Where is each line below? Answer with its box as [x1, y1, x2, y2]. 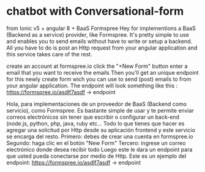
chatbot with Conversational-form [6, 4, 184, 18]
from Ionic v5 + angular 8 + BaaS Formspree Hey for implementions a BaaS [6, 24, 196, 32]
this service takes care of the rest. [6, 50, 93, 58]
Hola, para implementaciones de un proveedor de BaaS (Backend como [6, 100, 187, 108]
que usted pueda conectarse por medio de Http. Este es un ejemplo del [6, 152, 187, 160]
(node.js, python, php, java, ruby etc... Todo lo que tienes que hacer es [6, 119, 185, 127]
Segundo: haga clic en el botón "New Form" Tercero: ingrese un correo [6, 139, 186, 146]
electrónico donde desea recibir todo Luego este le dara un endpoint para [6, 146, 193, 153]
